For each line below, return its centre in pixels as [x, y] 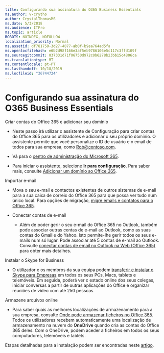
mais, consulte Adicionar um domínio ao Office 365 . [64, 171]
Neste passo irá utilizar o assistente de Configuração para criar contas [83, 131]
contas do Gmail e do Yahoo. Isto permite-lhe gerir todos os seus [85, 235]
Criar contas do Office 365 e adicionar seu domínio [57, 122]
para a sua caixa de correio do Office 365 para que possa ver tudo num [84, 195]
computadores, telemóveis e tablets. [49, 335]
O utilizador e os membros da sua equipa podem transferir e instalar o [83, 270]
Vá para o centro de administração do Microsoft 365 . [65, 156]
